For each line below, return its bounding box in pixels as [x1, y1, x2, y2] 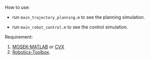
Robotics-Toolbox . [12, 49, 51, 55]
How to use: [5, 5, 30, 10]
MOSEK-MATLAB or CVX [12, 44, 65, 50]
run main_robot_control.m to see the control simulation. [12, 24, 128, 30]
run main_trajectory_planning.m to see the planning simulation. [12, 14, 145, 20]
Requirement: [5, 34, 33, 40]
